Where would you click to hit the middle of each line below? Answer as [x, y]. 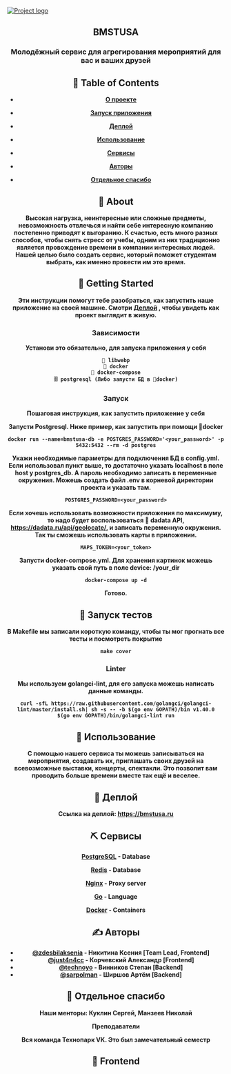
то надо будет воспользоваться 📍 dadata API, [116, 520]
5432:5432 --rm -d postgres [116, 446]
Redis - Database [116, 870]
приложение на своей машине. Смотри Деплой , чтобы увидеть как [116, 308]
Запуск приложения [121, 113]
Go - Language [116, 896]
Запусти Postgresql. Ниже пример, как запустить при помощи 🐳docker [116, 427]
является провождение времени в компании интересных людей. [116, 247]
